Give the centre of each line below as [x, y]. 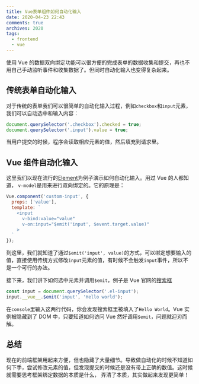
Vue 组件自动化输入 [42, 162]
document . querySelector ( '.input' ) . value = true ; [67, 130]
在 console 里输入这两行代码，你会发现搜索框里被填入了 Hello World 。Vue [94, 309]
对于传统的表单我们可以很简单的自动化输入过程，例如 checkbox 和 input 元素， [99, 106]
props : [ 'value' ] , [34, 202]
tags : [13, 34]
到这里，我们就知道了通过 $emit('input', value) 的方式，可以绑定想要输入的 [99, 253]
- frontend [25, 39]
